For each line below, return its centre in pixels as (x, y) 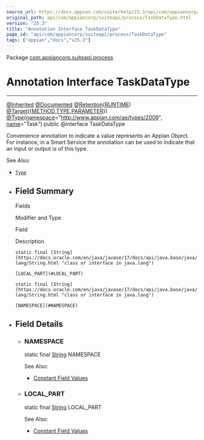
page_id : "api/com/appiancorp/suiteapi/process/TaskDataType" (87, 35)
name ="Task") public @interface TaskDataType (66, 124)
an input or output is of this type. (47, 148)
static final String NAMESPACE (63, 355)
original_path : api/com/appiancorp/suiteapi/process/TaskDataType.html (99, 18)
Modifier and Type (38, 218)
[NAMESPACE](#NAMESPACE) (46, 305)
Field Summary (44, 191)
